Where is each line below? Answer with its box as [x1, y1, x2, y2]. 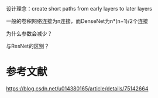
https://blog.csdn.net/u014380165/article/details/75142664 [6, 85, 149, 92]
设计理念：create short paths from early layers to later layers [6, 5, 152, 12]
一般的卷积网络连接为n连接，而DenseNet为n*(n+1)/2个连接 [6, 18, 148, 25]
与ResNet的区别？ [6, 43, 50, 49]
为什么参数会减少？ [6, 30, 53, 37]
